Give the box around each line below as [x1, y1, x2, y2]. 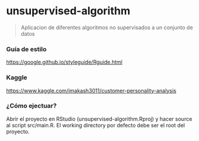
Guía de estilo [6, 45, 46, 53]
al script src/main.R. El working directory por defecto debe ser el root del [6, 121, 185, 129]
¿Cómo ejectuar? [6, 102, 57, 110]
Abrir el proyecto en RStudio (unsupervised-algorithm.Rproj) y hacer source [6, 115, 192, 123]
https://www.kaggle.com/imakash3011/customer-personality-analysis [6, 87, 177, 94]
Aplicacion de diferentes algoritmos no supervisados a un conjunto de [20, 24, 194, 31]
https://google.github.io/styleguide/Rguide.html [6, 58, 123, 66]
